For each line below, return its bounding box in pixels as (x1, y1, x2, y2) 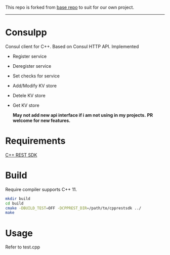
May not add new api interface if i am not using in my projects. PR (12, 112, 153, 118)
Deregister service (12, 63, 52, 69)
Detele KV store (12, 92, 46, 98)
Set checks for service (12, 73, 60, 79)
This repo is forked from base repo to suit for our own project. (5, 5, 135, 10)
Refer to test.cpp (5, 244, 40, 250)
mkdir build (5, 196, 30, 201)
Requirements (5, 135, 66, 147)
